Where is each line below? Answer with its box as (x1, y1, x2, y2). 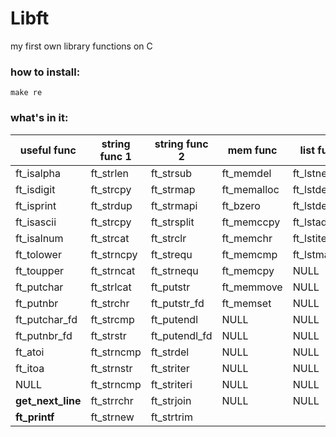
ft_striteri (150, 377, 193, 391)
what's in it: (10, 111, 69, 125)
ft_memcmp (221, 247, 278, 261)
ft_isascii (15, 215, 57, 229)
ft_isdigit (15, 182, 56, 196)
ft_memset (221, 296, 272, 310)
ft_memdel (221, 166, 272, 180)
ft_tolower (15, 247, 62, 261)
